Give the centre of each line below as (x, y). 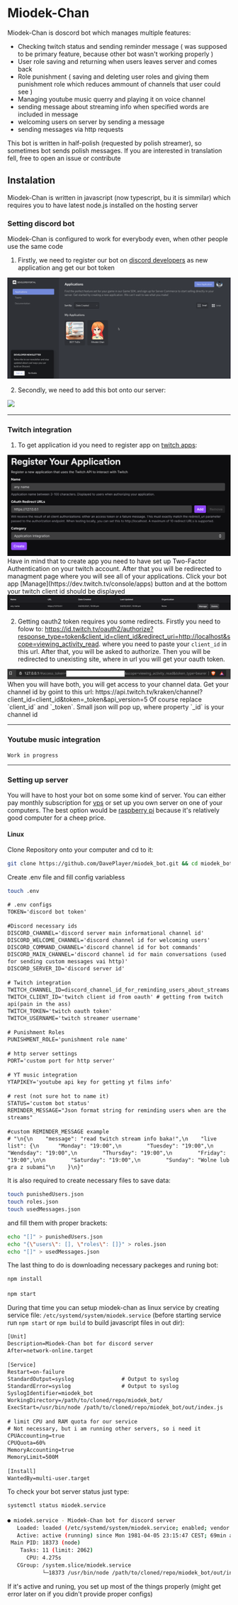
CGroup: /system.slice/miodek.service (74, 1565)
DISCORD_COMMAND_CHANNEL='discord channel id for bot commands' (104, 948)
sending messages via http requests (70, 129)
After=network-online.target (50, 1351)
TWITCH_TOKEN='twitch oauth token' (60, 1011)
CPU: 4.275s (44, 1558)
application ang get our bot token (66, 268)
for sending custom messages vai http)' (68, 962)
